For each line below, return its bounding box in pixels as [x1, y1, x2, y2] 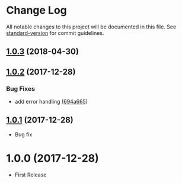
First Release [14, 171, 47, 178]
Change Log [6, 4, 67, 17]
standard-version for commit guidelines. [6, 29, 104, 36]
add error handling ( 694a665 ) [14, 98, 88, 105]
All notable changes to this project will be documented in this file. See [6, 23, 177, 30]
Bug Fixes [6, 84, 36, 92]
